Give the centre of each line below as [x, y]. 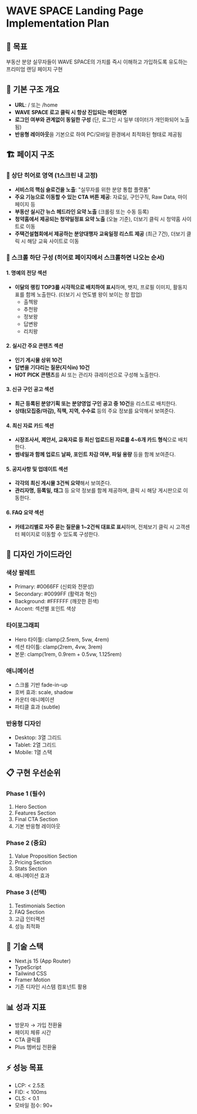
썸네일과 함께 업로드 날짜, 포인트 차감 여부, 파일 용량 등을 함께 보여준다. [95, 454]
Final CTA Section [36, 819]
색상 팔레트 [21, 573]
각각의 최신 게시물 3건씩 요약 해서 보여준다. [63, 483]
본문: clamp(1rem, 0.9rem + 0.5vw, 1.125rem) [68, 654]
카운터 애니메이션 [34, 699]
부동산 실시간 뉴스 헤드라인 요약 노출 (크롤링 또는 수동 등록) [82, 211]
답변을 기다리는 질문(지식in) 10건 [52, 367]
